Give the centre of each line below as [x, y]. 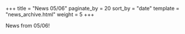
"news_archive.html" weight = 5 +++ [50, 14]
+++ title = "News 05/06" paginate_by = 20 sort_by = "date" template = [92, 8]
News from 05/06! [28, 26]
